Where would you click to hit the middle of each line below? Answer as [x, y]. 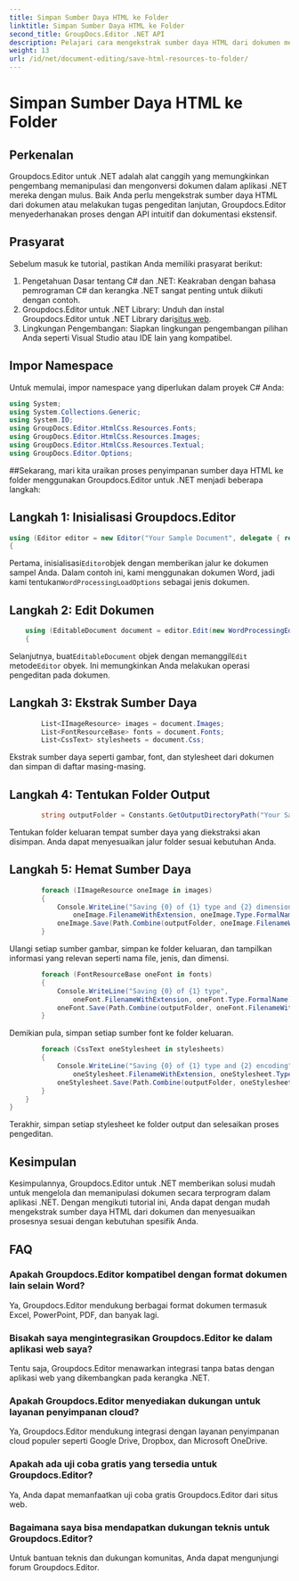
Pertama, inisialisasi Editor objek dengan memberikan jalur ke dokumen [139, 564]
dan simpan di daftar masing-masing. [78, 767]
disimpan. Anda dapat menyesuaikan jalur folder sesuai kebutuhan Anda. [143, 842]
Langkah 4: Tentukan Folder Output [110, 795]
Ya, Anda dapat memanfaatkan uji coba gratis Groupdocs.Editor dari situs [144, 1495]
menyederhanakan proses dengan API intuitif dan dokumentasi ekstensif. [143, 214]
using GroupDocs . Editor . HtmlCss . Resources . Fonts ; [103, 429]
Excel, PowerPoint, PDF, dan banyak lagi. [85, 1314]
